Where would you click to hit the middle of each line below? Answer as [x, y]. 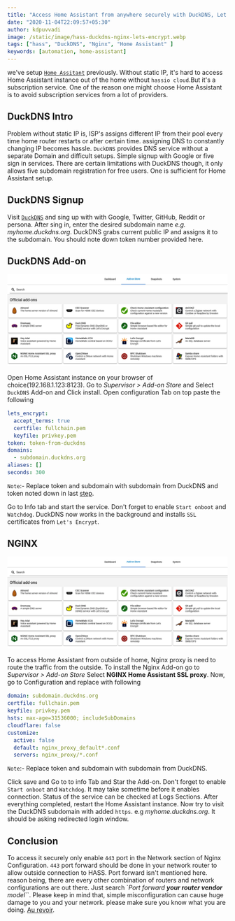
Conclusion [33, 841]
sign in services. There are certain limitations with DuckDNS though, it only [115, 163]
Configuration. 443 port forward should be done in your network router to [112, 865]
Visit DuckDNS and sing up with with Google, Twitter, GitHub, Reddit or [106, 217]
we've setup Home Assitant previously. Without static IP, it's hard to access [115, 72]
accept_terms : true [42, 421]
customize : [23, 733]
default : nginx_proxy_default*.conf [67, 748]
